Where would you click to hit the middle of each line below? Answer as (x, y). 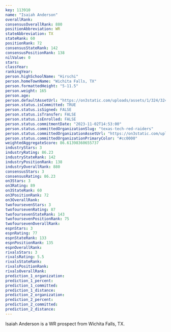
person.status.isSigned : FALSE (38, 110)
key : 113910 (18, 10)
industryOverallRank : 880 (33, 167)
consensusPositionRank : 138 (35, 53)
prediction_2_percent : (29, 300)
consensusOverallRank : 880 (34, 24)
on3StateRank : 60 (24, 191)
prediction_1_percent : (29, 281)
